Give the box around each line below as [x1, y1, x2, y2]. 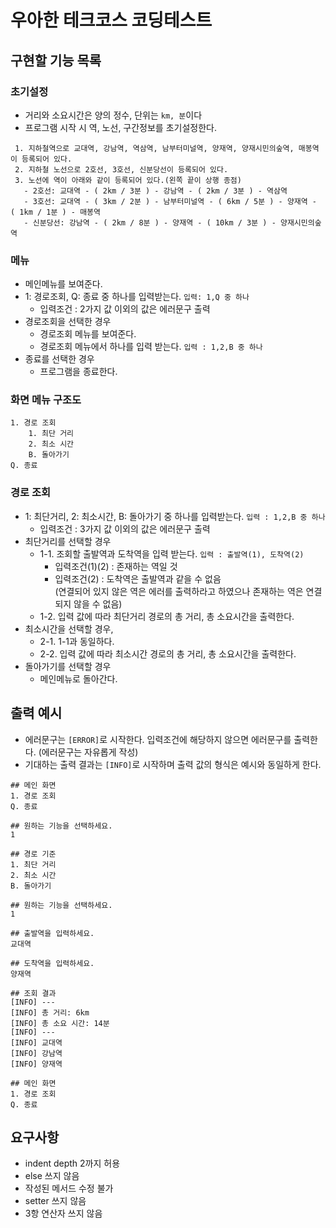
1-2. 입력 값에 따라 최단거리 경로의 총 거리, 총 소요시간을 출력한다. [39, 610, 295, 622]
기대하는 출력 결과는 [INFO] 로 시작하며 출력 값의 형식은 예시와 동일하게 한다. [24, 758, 322, 770]
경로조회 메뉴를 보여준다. [39, 328, 137, 340]
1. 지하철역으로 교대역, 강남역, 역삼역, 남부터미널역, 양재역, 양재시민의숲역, [14, 143, 295, 153]
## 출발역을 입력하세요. [10, 928, 95, 938]
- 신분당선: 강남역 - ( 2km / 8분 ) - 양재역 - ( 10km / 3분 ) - [23, 217, 277, 228]
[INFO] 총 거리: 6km [10, 1007, 90, 1018]
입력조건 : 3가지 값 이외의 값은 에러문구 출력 [39, 522, 211, 535]
